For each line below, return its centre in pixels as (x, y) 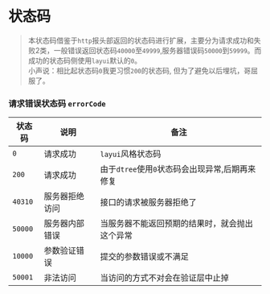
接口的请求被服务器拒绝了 (148, 202)
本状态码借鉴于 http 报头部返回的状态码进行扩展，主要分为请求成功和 (141, 40)
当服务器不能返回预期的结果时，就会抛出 (176, 224)
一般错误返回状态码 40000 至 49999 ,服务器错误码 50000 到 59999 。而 (157, 50)
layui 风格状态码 (131, 154)
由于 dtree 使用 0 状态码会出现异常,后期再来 (178, 169)
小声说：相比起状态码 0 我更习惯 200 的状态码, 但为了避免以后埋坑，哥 (139, 70)
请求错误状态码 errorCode (57, 103)
